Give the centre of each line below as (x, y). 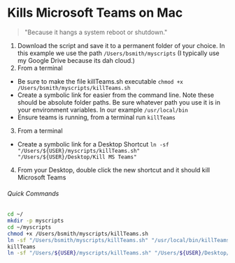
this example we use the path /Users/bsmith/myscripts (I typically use (119, 53)
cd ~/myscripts (29, 227)
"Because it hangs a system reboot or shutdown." (96, 32)
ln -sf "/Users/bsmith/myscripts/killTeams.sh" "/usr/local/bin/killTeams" (120, 240)
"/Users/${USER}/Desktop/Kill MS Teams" (77, 157)
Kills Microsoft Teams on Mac (95, 13)
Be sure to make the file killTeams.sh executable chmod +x (100, 81)
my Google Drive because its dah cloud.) (76, 60)
